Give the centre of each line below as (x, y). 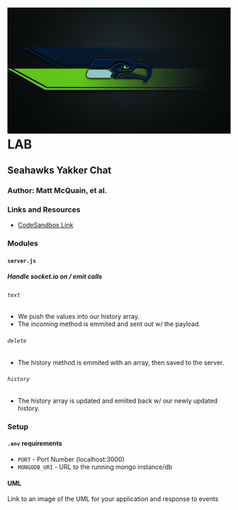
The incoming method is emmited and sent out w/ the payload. (109, 324)
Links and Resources (44, 210)
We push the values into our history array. (79, 317)
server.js (22, 261)
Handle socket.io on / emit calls (55, 276)
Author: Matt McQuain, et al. (57, 190)
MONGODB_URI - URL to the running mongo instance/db (95, 467)
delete (17, 341)
